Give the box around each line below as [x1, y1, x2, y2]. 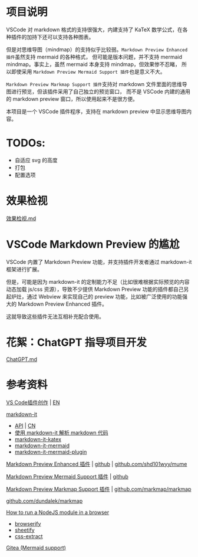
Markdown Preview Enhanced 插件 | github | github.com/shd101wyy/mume [6, 460, 187, 467]
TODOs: [6, 136, 46, 150]
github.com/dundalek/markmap [6, 497, 83, 504]
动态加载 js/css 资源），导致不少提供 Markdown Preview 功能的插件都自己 [6, 286, 184, 293]
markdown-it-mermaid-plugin [14, 448, 87, 455]
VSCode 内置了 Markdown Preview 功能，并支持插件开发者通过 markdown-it [6, 258, 192, 266]
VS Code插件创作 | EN [6, 399, 60, 406]
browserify [14, 520, 41, 527]
